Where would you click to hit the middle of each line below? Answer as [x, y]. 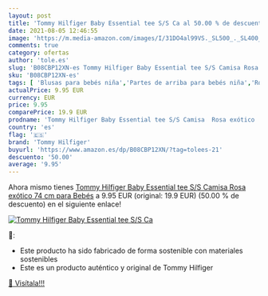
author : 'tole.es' [39, 61]
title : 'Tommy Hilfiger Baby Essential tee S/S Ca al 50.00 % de [119, 23]
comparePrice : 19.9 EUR [48, 113]
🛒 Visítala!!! [27, 283]
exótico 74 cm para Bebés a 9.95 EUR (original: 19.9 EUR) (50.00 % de [124, 196]
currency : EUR [32, 98]
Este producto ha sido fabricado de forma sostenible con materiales [131, 251]
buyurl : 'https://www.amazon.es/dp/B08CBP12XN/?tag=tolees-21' [116, 150]
